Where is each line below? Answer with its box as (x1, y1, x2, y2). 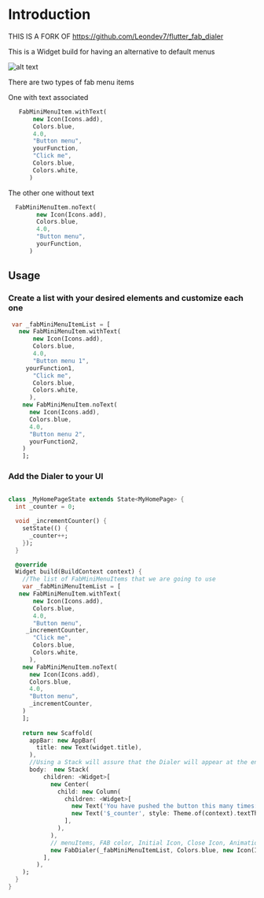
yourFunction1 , (25, 364, 76, 372)
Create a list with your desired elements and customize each (8, 293, 244, 304)
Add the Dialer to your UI (8, 471, 104, 482)
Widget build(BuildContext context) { (15, 568, 143, 576)
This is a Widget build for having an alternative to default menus (8, 46, 215, 56)
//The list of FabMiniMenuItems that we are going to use (22, 575, 216, 584)
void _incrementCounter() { (15, 518, 108, 525)
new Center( (49, 780, 90, 789)
